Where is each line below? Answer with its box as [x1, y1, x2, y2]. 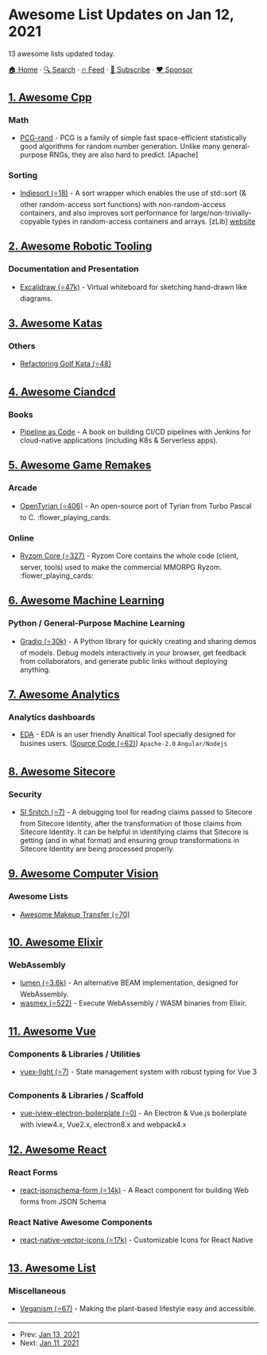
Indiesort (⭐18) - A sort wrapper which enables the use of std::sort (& [19, 188, 246, 197]
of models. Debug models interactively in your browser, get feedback [19, 647, 246, 658]
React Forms [8, 1166, 58, 1177]
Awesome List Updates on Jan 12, [8, 6, 234, 24]
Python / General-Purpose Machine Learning [8, 618, 185, 629]
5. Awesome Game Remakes [8, 459, 152, 472]
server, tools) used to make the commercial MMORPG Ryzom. [19, 562, 222, 572]
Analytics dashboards [8, 711, 95, 722]
